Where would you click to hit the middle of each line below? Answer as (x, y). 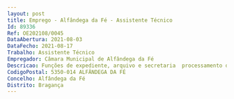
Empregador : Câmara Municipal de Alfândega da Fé (81, 59)
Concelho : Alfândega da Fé (46, 78)
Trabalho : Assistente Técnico (51, 53)
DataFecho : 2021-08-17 (40, 46)
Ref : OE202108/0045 (36, 33)
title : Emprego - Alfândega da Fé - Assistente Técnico (90, 20)
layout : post (26, 14)
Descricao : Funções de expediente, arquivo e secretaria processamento (115, 66)
